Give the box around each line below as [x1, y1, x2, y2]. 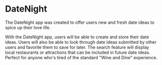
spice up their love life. [5, 24, 51, 30]
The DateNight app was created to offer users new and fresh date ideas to [5, 19, 155, 25]
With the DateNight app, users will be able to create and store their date [5, 34, 149, 40]
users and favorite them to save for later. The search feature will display [5, 44, 149, 50]
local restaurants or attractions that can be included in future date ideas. [5, 49, 150, 55]
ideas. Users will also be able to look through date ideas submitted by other [5, 39, 157, 45]
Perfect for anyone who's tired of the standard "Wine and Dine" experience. [5, 54, 158, 60]
